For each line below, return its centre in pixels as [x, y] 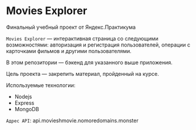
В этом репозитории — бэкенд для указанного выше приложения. [89, 62]
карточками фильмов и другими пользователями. [69, 51]
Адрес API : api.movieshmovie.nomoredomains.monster [72, 120]
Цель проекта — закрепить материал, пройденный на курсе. [83, 74]
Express [24, 103]
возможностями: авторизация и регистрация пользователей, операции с [98, 45]
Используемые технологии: [41, 85]
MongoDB [27, 109]
